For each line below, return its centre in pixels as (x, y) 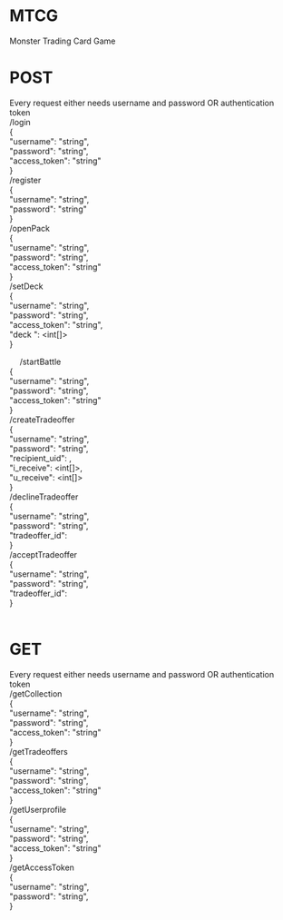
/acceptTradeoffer (44, 554)
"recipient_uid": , (41, 458)
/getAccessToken (42, 867)
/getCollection (36, 693)
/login (20, 122)
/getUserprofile (38, 809)
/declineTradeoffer (44, 497)
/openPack (29, 228)
